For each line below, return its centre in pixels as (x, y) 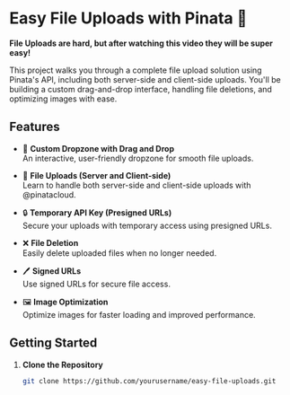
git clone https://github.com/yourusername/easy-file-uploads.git (149, 381)
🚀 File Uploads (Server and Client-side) (97, 175)
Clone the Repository (62, 364)
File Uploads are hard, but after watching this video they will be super (141, 43)
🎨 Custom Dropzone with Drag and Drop (98, 148)
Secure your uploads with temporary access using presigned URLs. (147, 225)
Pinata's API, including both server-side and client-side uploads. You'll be (145, 79)
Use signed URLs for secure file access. (96, 284)
